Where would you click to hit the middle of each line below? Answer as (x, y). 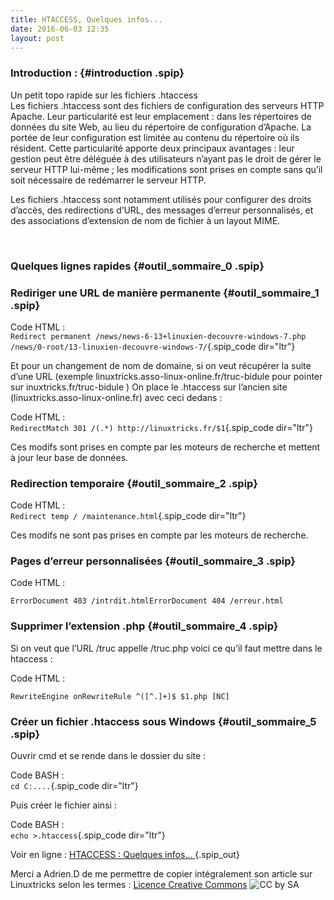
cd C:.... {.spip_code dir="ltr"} (74, 786)
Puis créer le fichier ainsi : (63, 805)
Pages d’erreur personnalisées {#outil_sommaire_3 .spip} (153, 561)
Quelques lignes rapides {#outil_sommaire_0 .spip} (137, 266)
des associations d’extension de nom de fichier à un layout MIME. (145, 220)
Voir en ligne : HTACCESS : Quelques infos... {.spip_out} (125, 855)
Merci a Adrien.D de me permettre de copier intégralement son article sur (161, 874)
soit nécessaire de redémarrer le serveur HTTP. (108, 180)
